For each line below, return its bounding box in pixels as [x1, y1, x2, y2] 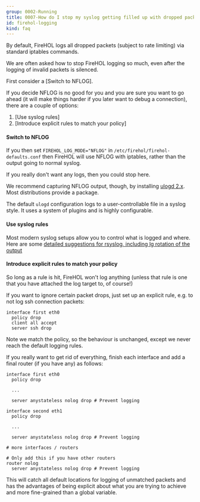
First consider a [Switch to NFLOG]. [6, 78, 93, 85]
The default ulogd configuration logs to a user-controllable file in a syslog [6, 201, 186, 208]
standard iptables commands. [6, 48, 79, 56]
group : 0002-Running [6, 8, 58, 15]
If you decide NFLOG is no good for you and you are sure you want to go [6, 89, 185, 96]
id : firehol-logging [6, 20, 58, 26]
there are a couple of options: [6, 102, 79, 109]
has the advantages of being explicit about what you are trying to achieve [6, 482, 186, 489]
